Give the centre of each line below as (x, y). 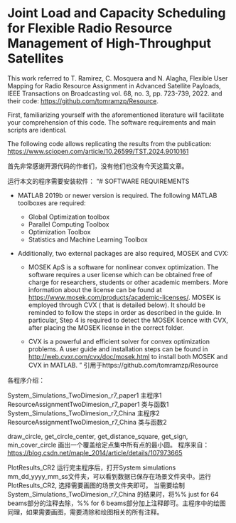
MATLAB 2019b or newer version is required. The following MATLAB (117, 195)
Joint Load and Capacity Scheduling (117, 13)
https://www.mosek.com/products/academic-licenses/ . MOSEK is (125, 297)
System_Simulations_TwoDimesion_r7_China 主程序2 (84, 413)
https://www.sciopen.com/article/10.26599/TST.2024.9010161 (98, 151)
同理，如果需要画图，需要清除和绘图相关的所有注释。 (85, 512)
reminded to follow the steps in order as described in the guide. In (125, 312)
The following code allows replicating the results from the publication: (109, 143)
